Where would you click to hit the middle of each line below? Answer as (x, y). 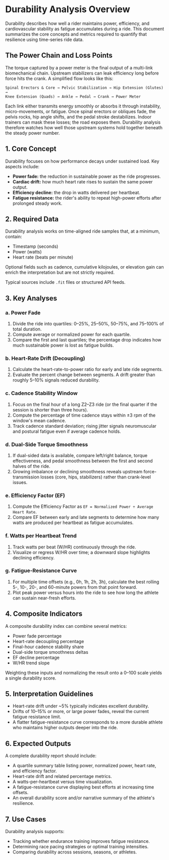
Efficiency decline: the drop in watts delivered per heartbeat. (76, 192)
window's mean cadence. (39, 420)
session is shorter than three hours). (50, 409)
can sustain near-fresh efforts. (44, 598)
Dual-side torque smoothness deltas (50, 652)
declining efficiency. (33, 557)
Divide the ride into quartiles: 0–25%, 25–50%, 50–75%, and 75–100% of (88, 324)
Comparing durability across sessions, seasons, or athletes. (75, 852)
